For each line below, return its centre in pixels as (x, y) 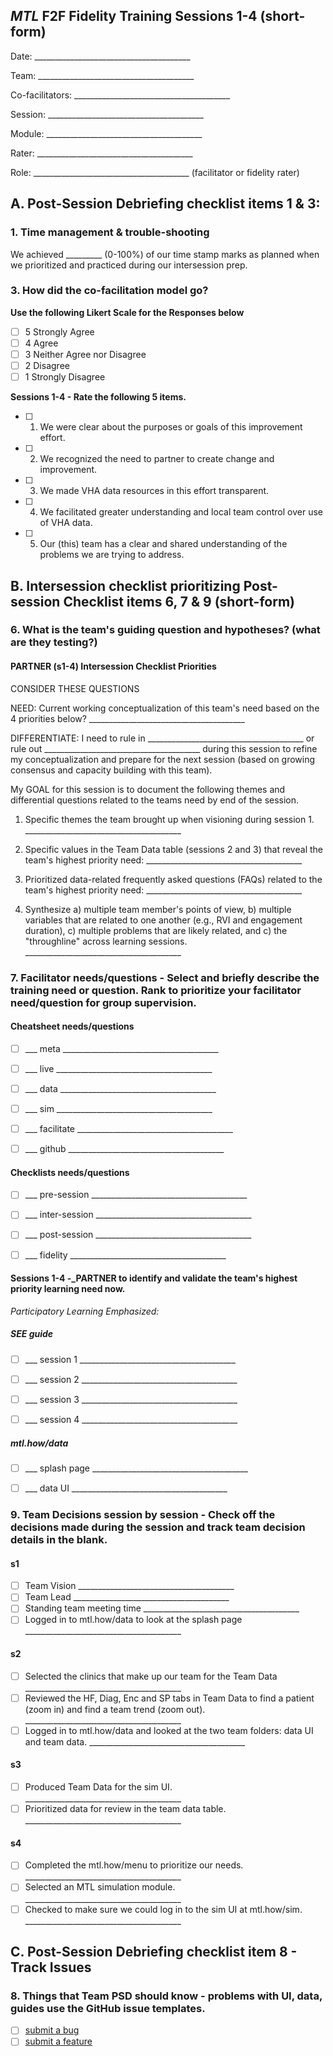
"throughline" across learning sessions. (106, 941)
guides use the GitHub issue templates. (108, 2008)
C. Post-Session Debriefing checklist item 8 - (154, 1951)
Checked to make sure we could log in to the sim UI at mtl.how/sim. (163, 1909)
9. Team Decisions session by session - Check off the (143, 1515)
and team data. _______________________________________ (135, 1741)
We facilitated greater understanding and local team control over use (181, 512)
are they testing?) (54, 642)
